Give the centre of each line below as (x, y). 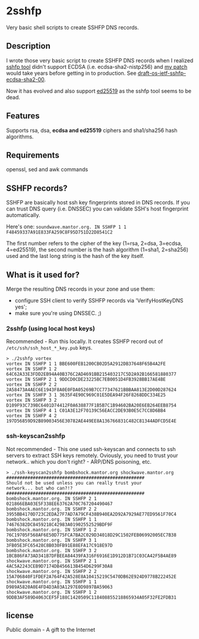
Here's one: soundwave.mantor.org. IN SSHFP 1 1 (66, 226)
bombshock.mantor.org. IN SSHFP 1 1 (51, 519)
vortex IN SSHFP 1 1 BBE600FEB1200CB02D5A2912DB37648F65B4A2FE (86, 364)
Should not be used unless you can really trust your (74, 483)
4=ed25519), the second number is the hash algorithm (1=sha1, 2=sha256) (97, 250)
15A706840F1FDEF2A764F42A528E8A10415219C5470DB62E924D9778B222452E (91, 577)
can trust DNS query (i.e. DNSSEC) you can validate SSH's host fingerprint (97, 209)
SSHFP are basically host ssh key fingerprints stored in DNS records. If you (98, 203)
